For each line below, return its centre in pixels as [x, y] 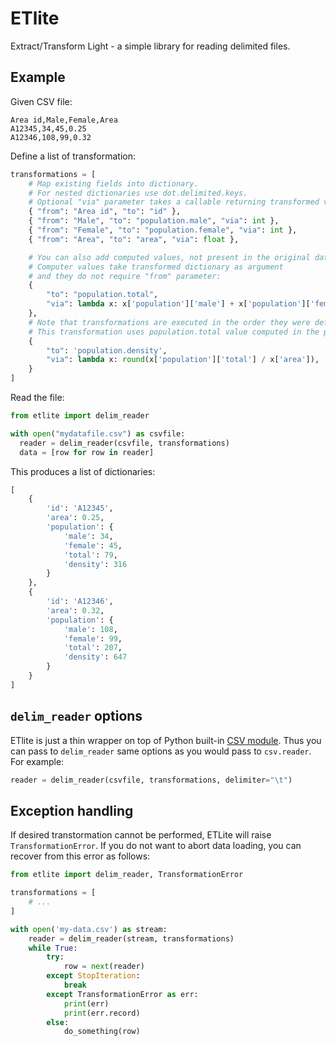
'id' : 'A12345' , [80, 508]
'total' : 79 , [90, 555]
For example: [37, 761]
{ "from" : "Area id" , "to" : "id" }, [105, 212]
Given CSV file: [41, 101]
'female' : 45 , [93, 545]
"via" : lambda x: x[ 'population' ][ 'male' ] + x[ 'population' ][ [178, 304]
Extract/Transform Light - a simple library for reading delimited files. [150, 46]
